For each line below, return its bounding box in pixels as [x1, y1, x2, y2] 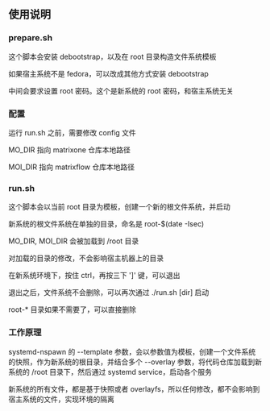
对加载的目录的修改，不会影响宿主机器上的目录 [8, 253, 164, 264]
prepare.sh [8, 32, 53, 44]
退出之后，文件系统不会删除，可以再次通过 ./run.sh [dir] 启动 [8, 288, 210, 297]
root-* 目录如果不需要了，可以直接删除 [8, 305, 137, 314]
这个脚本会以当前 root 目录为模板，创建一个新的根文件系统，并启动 [8, 202, 231, 212]
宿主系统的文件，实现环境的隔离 [8, 394, 114, 404]
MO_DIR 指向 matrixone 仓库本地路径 [8, 144, 131, 155]
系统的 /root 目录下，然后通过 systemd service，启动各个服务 [8, 367, 212, 376]
